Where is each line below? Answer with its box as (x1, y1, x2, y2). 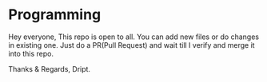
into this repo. (8, 49, 54, 58)
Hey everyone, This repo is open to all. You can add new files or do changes (8, 32, 260, 41)
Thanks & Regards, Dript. (8, 64, 90, 73)
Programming (8, 6, 102, 24)
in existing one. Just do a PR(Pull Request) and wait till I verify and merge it (8, 40, 255, 49)
